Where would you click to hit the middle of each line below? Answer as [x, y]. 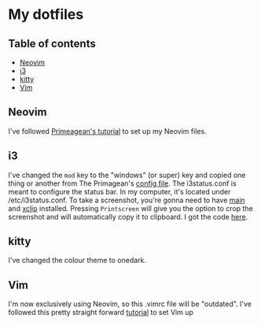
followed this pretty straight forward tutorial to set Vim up [101, 312]
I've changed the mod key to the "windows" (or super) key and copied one [127, 175]
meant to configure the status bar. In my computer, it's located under [119, 191]
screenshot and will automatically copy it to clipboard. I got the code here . [128, 216]
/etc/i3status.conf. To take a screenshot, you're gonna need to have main [127, 200]
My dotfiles [46, 15]
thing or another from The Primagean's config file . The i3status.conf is [123, 183]
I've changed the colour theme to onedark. [77, 260]
